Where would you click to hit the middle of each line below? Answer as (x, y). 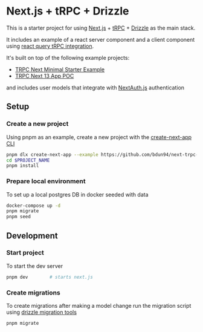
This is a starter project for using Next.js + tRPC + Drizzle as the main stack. (101, 28)
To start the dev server (35, 266)
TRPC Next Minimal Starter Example (60, 69)
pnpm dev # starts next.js (50, 277)
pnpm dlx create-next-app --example (52, 155)
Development (32, 236)
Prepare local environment (46, 181)
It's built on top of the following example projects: (68, 57)
